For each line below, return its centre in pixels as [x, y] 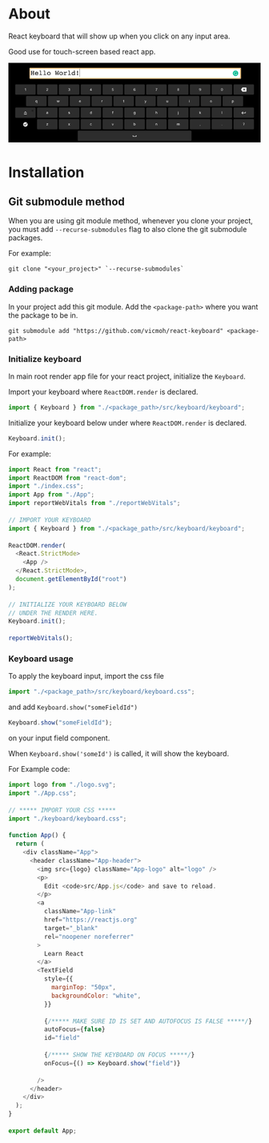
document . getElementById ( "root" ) [71, 580]
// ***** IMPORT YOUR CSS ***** [62, 810]
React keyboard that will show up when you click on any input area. [119, 36]
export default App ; [43, 1131]
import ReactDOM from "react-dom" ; [68, 478]
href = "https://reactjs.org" [90, 920]
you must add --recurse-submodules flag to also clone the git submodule [128, 230]
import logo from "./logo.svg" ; [62, 785]
